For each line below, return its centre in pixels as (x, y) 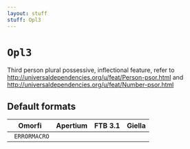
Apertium (72, 126)
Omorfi (30, 126)
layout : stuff (27, 13)
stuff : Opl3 (24, 20)
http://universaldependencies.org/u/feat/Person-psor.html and (95, 78)
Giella (136, 126)
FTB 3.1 (107, 126)
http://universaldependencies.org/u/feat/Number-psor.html (91, 85)
